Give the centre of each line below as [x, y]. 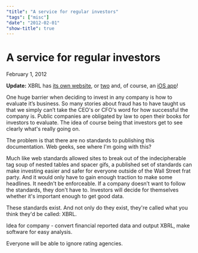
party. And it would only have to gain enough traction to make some [89, 177]
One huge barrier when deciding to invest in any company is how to [89, 97]
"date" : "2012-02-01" [33, 23]
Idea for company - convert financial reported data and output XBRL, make [98, 226]
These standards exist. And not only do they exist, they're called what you [97, 208]
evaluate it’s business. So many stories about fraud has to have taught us [96, 104]
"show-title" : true [30, 28]
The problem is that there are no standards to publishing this [81, 140]
